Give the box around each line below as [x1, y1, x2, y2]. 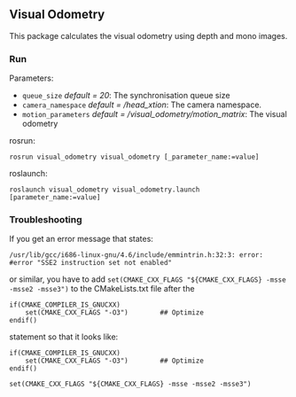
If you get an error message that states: [9, 234, 153, 245]
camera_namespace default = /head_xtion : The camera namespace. [21, 99, 262, 110]
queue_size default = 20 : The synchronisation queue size [21, 90, 230, 101]
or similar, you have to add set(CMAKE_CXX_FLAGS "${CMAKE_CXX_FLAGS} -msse [9, 274, 286, 284]
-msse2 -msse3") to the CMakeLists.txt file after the [9, 284, 195, 294]
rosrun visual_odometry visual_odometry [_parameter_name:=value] [9, 152, 260, 162]
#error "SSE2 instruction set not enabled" [9, 259, 173, 268]
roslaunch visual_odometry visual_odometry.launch [9, 185, 200, 194]
